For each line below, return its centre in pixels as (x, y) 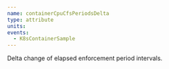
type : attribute (30, 20)
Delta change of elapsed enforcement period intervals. (85, 58)
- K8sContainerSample (44, 39)
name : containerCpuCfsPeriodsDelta (58, 13)
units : (17, 26)
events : (18, 32)
